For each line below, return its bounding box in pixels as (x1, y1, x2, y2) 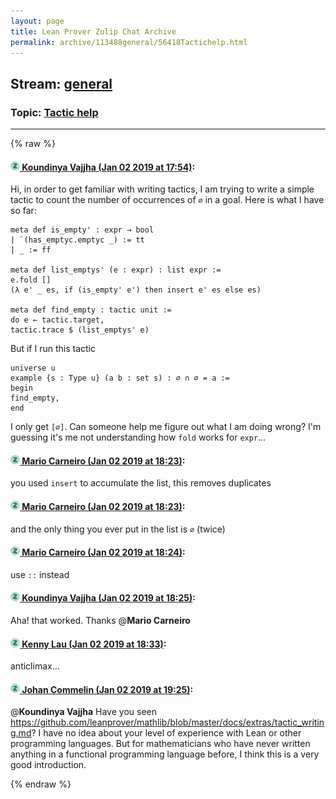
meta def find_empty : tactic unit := (10, 305, 172, 315)
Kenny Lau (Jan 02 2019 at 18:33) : (21, 638, 167, 650)
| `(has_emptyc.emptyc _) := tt (10, 235, 145, 245)
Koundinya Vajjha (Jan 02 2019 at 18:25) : (21, 592, 196, 604)
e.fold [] (10, 275, 52, 285)
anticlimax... (10, 660, 60, 672)
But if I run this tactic (10, 343, 96, 355)
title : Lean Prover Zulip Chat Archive (10, 26, 177, 37)
